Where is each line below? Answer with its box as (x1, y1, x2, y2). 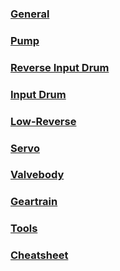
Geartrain (10, 195, 58, 209)
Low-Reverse (10, 114, 77, 128)
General (10, 7, 50, 21)
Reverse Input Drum (10, 60, 110, 74)
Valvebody (10, 168, 65, 182)
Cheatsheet (10, 248, 69, 262)
